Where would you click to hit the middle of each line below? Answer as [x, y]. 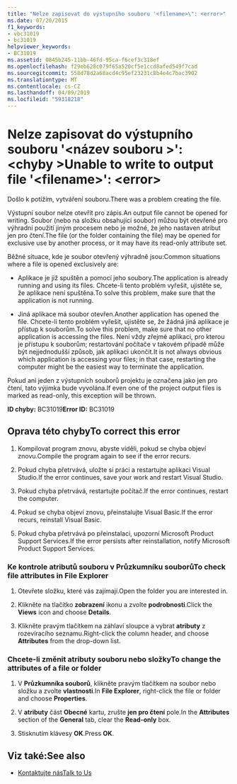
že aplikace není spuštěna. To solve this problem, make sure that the [116, 293]
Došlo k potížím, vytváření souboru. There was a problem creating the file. [114, 199]
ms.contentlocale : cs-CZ [44, 86]
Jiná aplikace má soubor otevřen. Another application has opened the [118, 314]
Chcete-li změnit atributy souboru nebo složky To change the [114, 659]
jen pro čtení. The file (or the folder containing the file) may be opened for [114, 235]
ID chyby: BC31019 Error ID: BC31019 [61, 409]
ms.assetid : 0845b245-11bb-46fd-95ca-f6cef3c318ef [83, 60]
